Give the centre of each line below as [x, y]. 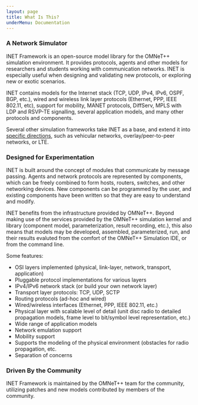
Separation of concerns [43, 355]
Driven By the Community [44, 370]
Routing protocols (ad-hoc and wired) [60, 299]
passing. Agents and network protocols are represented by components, [95, 176]
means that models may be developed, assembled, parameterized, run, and [98, 232]
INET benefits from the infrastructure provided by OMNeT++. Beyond [90, 213]
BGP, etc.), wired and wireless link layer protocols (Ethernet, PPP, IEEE [92, 99]
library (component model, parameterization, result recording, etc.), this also [99, 225]
